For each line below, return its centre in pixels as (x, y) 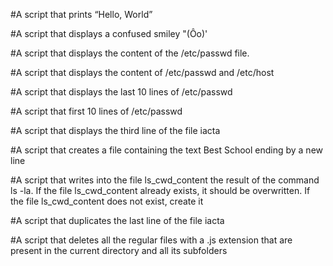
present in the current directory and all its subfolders (119, 250)
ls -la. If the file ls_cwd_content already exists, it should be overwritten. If (160, 190)
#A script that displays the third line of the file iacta (115, 130)
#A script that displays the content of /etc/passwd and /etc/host (142, 72)
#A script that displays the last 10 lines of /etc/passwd (121, 92)
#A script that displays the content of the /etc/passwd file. (130, 53)
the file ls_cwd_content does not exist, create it (107, 201)
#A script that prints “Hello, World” (81, 14)
